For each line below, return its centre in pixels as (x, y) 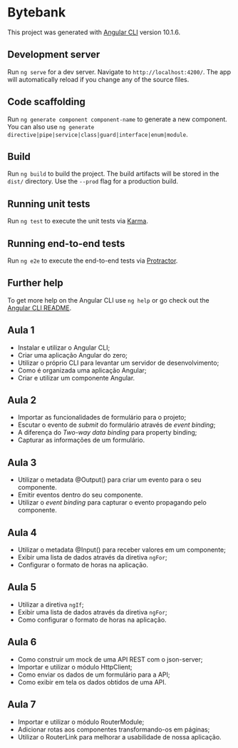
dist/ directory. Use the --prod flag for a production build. (93, 181)
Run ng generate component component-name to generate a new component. (118, 119)
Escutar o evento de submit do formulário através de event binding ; (117, 425)
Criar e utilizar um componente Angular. (76, 378)
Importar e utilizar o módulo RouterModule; (81, 722)
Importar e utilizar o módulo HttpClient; (75, 667)
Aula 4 (22, 532)
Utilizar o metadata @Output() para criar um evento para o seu (109, 480)
